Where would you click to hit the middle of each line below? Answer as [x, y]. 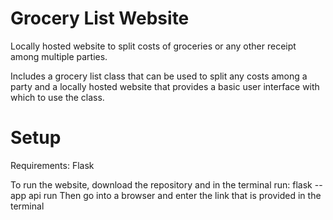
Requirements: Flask [52, 165]
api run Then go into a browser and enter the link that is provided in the [175, 195]
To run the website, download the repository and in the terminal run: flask [161, 184]
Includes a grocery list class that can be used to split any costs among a [159, 76]
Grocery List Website [100, 18]
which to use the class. [57, 97]
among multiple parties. [59, 56]
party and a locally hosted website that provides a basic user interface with [165, 86]
